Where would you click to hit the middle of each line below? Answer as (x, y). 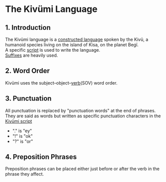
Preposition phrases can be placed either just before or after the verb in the (83, 169)
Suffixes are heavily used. (32, 55)
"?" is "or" (23, 141)
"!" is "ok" (23, 136)
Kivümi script (19, 121)
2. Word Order (27, 71)
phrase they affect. (25, 174)
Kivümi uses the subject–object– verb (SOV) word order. (61, 83)
